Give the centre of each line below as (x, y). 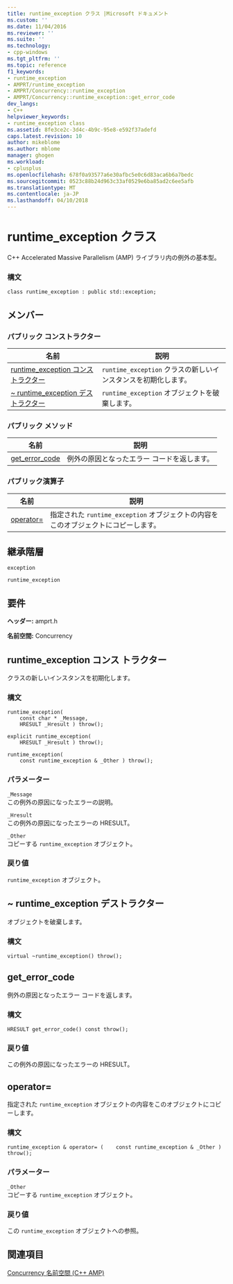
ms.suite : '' (26, 40)
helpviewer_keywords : (38, 116)
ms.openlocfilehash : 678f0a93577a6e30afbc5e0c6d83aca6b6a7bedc (101, 175)
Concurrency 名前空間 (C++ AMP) (56, 1272)
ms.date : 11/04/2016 (37, 26)
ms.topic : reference (37, 65)
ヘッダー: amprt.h (32, 621)
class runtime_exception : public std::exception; (82, 292)
